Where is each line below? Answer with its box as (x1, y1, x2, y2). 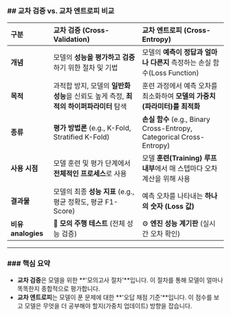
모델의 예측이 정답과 (142, 48, 203, 57)
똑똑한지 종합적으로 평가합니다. (16, 284, 101, 293)
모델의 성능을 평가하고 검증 (53, 53, 135, 63)
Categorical (142, 132, 180, 142)
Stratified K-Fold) (53, 132, 110, 142)
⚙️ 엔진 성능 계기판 (142, 219, 199, 229)
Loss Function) (151, 68, 199, 78)
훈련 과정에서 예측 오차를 (142, 81, 218, 91)
